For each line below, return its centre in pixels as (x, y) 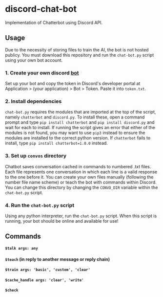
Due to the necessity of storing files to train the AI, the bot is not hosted (77, 49)
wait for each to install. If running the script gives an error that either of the (80, 128)
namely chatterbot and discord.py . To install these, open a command (75, 117)
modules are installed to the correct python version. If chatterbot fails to (78, 138)
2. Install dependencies (33, 101)
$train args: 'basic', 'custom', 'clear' (48, 270)
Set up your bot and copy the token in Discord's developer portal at (73, 84)
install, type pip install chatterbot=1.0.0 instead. (57, 143)
